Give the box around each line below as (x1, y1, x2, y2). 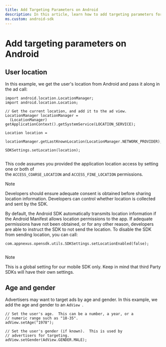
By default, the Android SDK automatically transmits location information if (5, 211, 157, 217)
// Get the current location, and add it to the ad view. (5, 109, 127, 114)
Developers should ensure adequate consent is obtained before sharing (5, 191, 151, 197)
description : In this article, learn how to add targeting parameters (5, 12, 154, 17)
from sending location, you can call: (5, 232, 78, 238)
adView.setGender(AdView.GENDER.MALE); (5, 338, 87, 343)
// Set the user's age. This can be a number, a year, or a (5, 311, 134, 317)
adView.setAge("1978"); (5, 320, 54, 325)
